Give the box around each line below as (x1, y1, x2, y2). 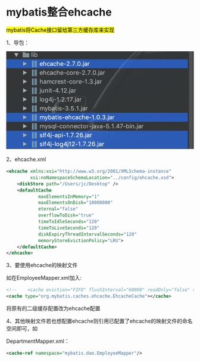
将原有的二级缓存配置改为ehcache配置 (6, 305, 101, 312)
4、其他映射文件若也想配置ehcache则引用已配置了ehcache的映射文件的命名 (6, 317, 193, 325)
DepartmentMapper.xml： (6, 338, 70, 345)
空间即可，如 (6, 325, 37, 332)
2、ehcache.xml (6, 156, 46, 163)
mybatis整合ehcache (6, 5, 112, 19)
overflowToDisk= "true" (37, 212, 95, 218)
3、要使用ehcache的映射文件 (6, 262, 78, 269)
